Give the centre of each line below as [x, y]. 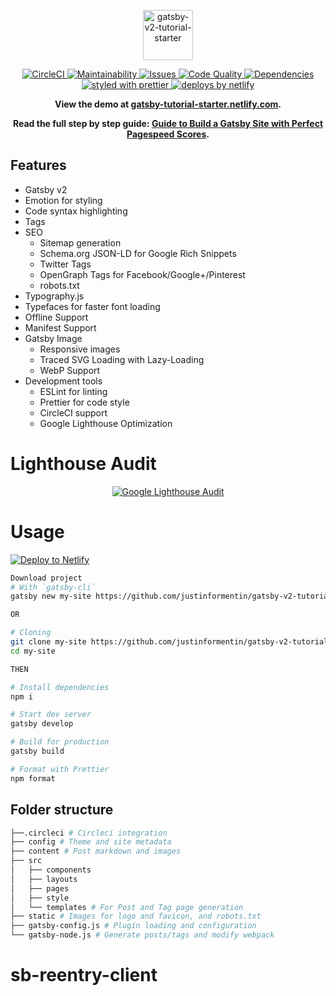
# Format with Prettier [60, 769]
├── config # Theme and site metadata [91, 842]
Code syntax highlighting [76, 211]
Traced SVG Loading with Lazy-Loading [122, 359]
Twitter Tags [65, 264]
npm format [33, 778]
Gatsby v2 [46, 189]
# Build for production [60, 742]
